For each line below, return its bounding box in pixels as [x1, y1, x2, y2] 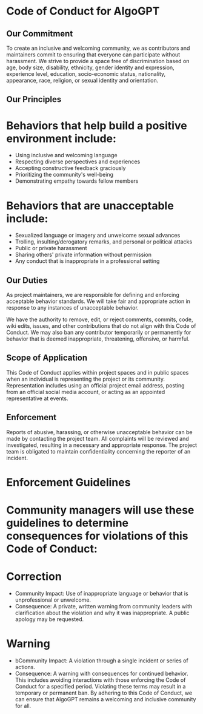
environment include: [6, 132, 117, 145]
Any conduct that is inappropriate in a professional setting [15, 257, 160, 265]
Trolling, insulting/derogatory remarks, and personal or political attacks [15, 238, 193, 245]
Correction [6, 569, 62, 583]
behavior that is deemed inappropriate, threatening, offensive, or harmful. [6, 335, 190, 342]
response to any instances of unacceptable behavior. [6, 304, 139, 311]
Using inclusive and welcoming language [15, 152, 118, 159]
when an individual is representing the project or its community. [6, 375, 165, 382]
